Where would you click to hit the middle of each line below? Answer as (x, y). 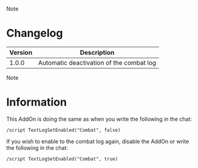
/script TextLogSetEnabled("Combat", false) (63, 130)
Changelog (35, 33)
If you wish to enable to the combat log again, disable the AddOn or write (98, 141)
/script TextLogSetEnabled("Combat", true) (62, 159)
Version (21, 52)
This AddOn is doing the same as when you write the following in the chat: (99, 119)
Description (97, 52)
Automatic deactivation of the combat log (97, 62)
